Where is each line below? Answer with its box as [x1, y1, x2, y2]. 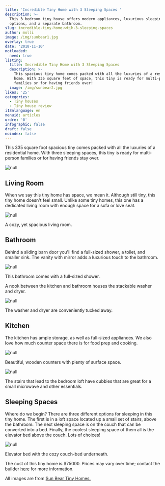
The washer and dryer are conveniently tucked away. [5, 307, 113, 313]
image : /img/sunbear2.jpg [9, 85, 63, 90]
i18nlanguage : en [5, 108, 41, 113]
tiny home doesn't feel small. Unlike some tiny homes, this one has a [5, 197, 144, 203]
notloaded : [5, 48, 27, 53]
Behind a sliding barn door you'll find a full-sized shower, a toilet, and [5, 249, 145, 255]
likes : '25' [5, 90, 29, 95]
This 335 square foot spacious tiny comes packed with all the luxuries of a [5, 145, 156, 150]
